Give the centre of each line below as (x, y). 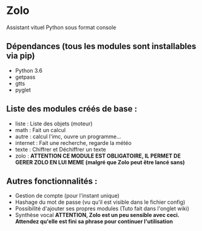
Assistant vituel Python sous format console (61, 27)
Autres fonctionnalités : (52, 181)
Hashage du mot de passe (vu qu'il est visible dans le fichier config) (100, 202)
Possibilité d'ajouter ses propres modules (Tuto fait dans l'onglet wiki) (102, 209)
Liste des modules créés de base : (72, 109)
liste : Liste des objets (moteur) (54, 123)
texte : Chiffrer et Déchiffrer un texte (60, 149)
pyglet (23, 90)
